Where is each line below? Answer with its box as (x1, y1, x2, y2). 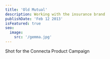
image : (9, 30, 23, 35)
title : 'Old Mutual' (5, 7, 48, 12)
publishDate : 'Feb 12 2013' (5, 16, 63, 21)
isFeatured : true (5, 21, 41, 26)
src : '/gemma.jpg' (14, 35, 52, 40)
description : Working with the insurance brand (5, 12, 106, 17)
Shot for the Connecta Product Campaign (5, 48, 90, 54)
